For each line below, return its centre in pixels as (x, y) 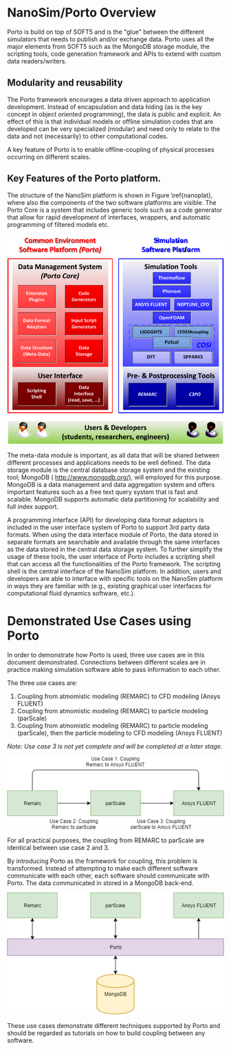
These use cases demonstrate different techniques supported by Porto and (114, 1025)
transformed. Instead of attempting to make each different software (102, 869)
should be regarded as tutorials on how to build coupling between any (106, 1033)
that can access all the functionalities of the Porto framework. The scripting (114, 564)
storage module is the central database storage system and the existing (109, 470)
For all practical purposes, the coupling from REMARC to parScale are (106, 840)
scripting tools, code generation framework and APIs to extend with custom (114, 54)
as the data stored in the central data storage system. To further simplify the (115, 549)
